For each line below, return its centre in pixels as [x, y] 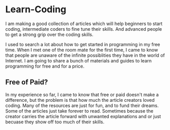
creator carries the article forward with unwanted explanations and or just [83, 116]
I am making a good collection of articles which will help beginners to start [84, 24]
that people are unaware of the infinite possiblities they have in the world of [85, 55]
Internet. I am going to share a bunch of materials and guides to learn [79, 60]
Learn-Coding [36, 9]
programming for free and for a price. [45, 66]
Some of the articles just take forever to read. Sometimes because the [79, 111]
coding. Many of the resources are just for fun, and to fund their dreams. [82, 105]
